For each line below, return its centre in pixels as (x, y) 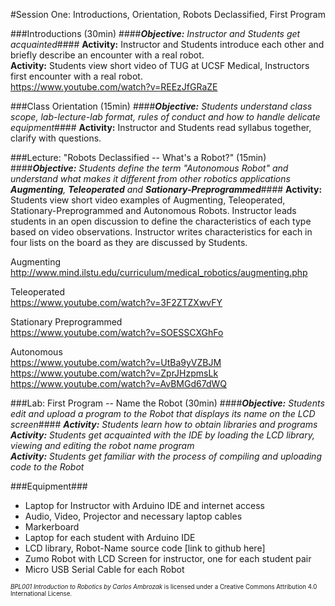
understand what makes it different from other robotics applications (150, 178)
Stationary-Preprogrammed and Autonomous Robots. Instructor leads (153, 210)
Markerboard (52, 527)
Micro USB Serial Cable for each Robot (104, 569)
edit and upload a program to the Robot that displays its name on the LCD (163, 413)
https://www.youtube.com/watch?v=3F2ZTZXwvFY (116, 302)
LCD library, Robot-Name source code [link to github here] (145, 548)
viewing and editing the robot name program (102, 445)
